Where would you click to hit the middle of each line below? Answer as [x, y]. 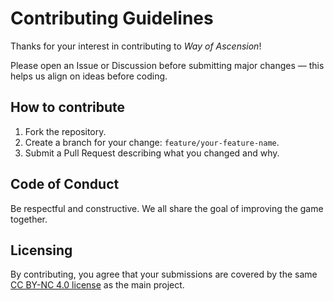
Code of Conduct [65, 184]
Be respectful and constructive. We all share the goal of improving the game [167, 208]
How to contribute [68, 107]
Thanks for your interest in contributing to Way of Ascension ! [136, 46]
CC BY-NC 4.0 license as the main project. [97, 285]
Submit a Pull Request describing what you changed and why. [152, 153]
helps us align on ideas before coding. [89, 76]
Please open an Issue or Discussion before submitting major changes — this [167, 65]
